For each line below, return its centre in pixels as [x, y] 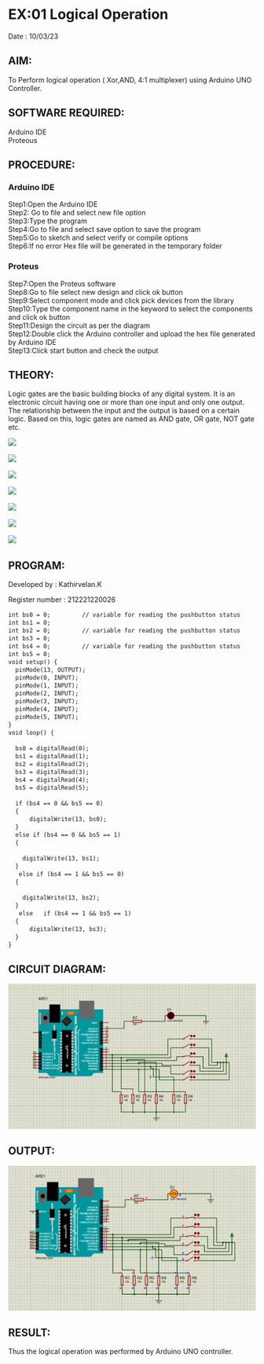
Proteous [23, 140]
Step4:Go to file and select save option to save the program [104, 229]
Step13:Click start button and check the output [83, 350]
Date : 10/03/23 [33, 36]
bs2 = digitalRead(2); [52, 764]
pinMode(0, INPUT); [47, 678]
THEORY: [31, 375]
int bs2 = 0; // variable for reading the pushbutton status [125, 631]
